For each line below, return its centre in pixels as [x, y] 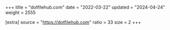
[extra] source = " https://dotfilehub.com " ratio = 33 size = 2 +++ [73, 22]
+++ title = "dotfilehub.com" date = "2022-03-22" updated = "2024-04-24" [85, 7]
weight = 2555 [20, 12]
